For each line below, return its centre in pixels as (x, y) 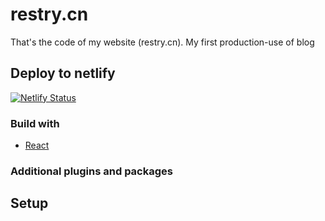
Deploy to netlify (63, 73)
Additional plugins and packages (91, 171)
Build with (35, 123)
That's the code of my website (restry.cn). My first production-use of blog (162, 42)
